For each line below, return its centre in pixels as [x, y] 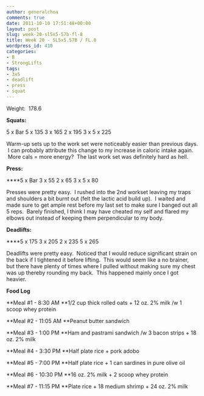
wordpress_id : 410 [30, 46]
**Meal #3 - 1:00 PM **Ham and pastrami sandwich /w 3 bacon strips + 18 [101, 333]
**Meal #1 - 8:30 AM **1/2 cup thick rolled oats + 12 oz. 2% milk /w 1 [94, 302]
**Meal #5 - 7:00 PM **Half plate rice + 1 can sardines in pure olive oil [96, 363]
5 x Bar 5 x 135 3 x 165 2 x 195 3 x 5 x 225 [59, 132]
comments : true [26, 18]
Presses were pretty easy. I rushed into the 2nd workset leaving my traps [99, 192]
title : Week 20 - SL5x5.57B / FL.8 [51, 40]
